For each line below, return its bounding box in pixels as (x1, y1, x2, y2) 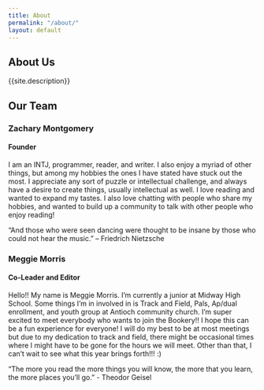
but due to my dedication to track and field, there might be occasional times (8, 332, 255, 341)
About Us (8, 55, 55, 69)
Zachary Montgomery (8, 123, 95, 134)
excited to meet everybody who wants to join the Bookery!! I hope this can (8, 315, 250, 325)
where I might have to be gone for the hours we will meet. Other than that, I (8, 340, 252, 350)
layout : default (8, 26, 61, 34)
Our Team (8, 99, 58, 113)
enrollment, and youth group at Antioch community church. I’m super (8, 306, 232, 316)
